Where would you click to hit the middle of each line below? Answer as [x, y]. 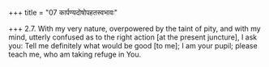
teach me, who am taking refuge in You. [75, 54]
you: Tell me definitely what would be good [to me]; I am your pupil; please [133, 46]
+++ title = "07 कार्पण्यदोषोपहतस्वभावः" [63, 13]
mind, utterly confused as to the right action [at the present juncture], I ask [133, 37]
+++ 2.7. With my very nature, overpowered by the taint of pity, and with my [134, 29]
